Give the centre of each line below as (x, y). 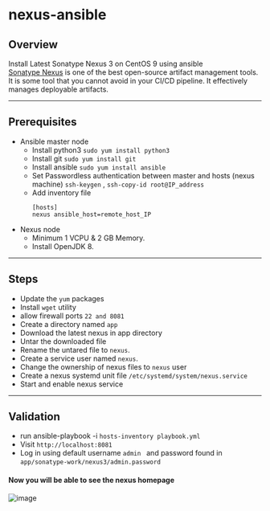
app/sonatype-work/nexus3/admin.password (90, 462)
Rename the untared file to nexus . (75, 350)
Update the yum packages (62, 298)
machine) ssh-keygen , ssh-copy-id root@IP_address (118, 184)
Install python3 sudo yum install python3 (101, 149)
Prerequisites (43, 122)
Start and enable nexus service (72, 384)
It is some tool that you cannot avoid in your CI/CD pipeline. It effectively (128, 81)
